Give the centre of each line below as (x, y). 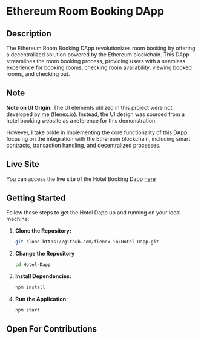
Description (29, 34)
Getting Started (36, 198)
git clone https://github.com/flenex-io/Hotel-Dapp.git (87, 242)
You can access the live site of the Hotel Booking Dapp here (81, 179)
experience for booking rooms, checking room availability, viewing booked (99, 67)
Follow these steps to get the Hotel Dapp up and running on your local (94, 212)
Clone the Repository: (43, 231)
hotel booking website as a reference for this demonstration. (82, 120)
